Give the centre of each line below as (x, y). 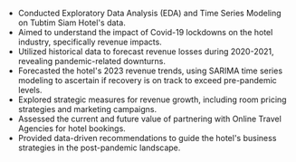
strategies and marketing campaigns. (87, 109)
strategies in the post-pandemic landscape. (99, 148)
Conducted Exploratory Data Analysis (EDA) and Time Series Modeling (150, 13)
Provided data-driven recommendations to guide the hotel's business (147, 138)
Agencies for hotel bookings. (72, 129)
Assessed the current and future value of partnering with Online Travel (150, 119)
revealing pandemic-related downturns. (91, 61)
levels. (30, 90)
